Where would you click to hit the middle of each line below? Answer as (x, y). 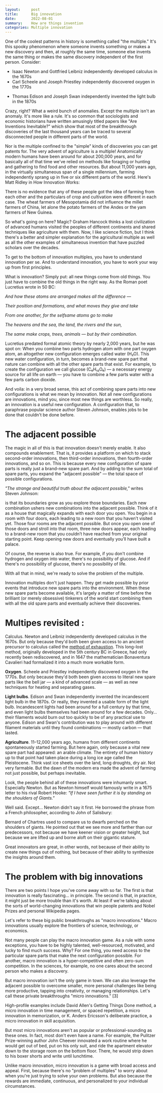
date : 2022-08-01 (29, 18)
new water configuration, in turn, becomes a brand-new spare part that (76, 359)
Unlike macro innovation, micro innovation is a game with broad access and (81, 1065)
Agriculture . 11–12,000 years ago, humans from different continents (73, 742)
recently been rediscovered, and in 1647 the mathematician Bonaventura (78, 657)
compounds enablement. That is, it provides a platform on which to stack (78, 453)
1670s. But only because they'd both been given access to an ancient (74, 641)
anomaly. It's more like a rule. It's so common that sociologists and (72, 116)
